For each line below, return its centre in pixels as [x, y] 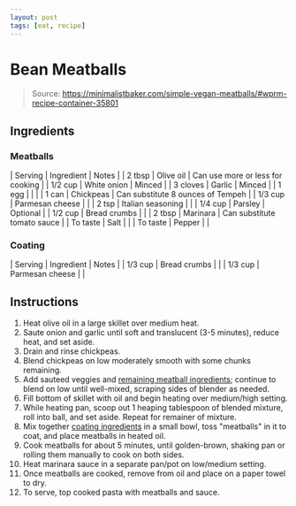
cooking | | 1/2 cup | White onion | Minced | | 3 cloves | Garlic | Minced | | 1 [146, 185]
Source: [46, 94]
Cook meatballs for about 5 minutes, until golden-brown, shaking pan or [154, 445]
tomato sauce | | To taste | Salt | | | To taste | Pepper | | [110, 223]
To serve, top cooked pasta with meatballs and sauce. [121, 493]
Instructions [44, 302]
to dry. [34, 483]
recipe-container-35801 [75, 103]
